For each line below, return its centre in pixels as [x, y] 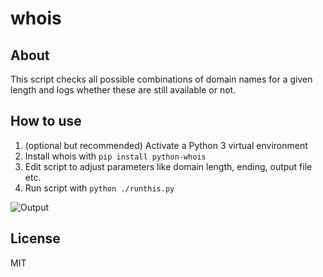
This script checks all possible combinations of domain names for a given [161, 79]
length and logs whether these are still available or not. [123, 90]
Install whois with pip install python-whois [115, 156]
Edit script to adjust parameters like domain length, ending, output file [168, 166]
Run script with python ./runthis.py [99, 188]
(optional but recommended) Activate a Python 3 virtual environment [166, 145]
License [35, 238]
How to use [46, 121]
